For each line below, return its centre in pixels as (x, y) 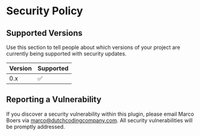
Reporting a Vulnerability (54, 100)
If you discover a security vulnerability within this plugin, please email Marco (100, 114)
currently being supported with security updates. (67, 54)
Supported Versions (44, 33)
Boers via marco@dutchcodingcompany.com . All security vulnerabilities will (99, 120)
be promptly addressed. (36, 126)
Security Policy (45, 11)
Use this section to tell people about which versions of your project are (93, 47)
